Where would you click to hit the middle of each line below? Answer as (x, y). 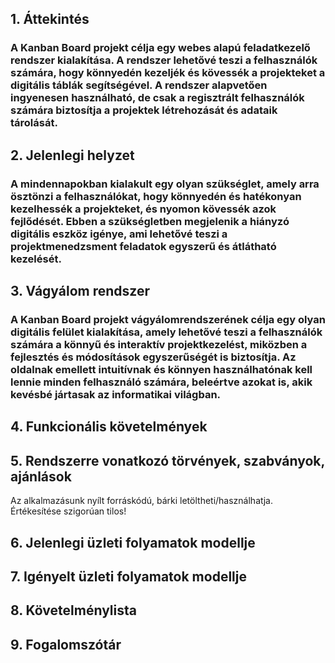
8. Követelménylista (73, 610)
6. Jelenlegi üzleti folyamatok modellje (133, 542)
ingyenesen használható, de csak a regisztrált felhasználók (157, 98)
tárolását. (34, 123)
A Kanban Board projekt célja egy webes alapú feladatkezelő (160, 48)
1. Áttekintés (50, 19)
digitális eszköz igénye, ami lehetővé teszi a (119, 234)
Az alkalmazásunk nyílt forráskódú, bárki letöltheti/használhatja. (142, 501)
